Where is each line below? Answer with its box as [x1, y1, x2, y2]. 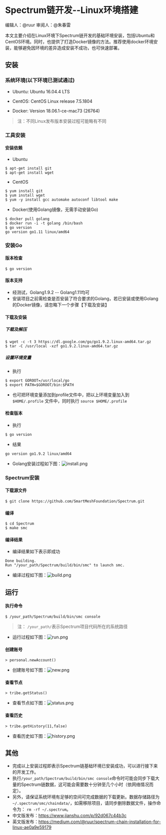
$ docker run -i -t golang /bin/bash [5, 220, 83, 226]
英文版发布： [12, 819, 39, 825]
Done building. [5, 558, 37, 563]
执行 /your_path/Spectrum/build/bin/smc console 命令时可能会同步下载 [12, 775, 156, 781]
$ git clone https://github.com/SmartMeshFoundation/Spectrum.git [5, 498, 145, 504]
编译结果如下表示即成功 [12, 549, 60, 555]
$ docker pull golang [5, 216, 50, 221]
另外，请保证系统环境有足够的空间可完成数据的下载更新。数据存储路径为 [12, 794, 160, 800]
